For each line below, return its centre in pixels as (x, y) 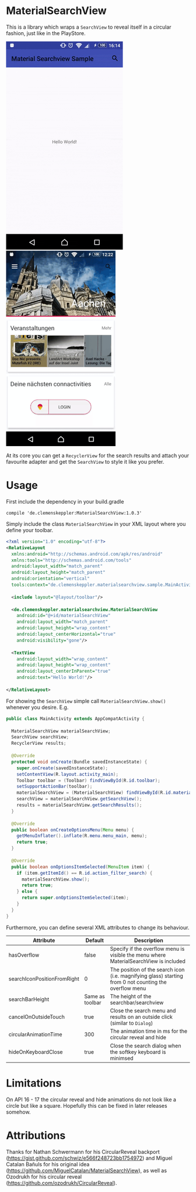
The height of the (131, 996)
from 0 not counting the (139, 982)
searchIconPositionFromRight (44, 979)
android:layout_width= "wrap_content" (62, 659)
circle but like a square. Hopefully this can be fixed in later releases (87, 1106)
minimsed (122, 1058)
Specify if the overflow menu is (147, 949)
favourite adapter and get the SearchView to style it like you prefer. (85, 461)
